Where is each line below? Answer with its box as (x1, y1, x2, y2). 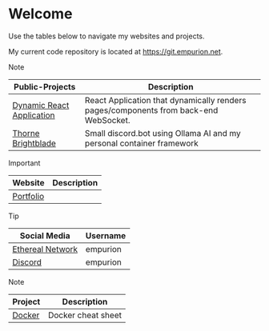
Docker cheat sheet (47, 309, 122, 321)
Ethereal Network (12, 243, 78, 254)
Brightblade (12, 138, 56, 149)
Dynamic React (12, 99, 70, 110)
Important (8, 158, 41, 168)
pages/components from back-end (84, 105, 219, 116)
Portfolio (12, 190, 45, 201)
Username (85, 229, 126, 241)
